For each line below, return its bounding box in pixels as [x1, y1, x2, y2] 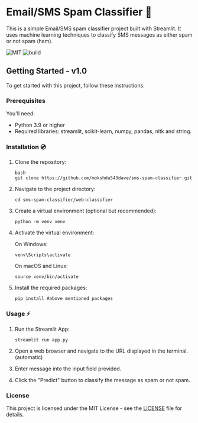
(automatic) [14, 353, 43, 360]
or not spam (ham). [6, 37, 53, 44]
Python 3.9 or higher [14, 121, 65, 129]
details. [6, 411, 24, 418]
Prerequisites [6, 96, 46, 105]
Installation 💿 [6, 143, 46, 151]
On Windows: [14, 241, 48, 248]
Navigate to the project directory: [14, 186, 96, 193]
